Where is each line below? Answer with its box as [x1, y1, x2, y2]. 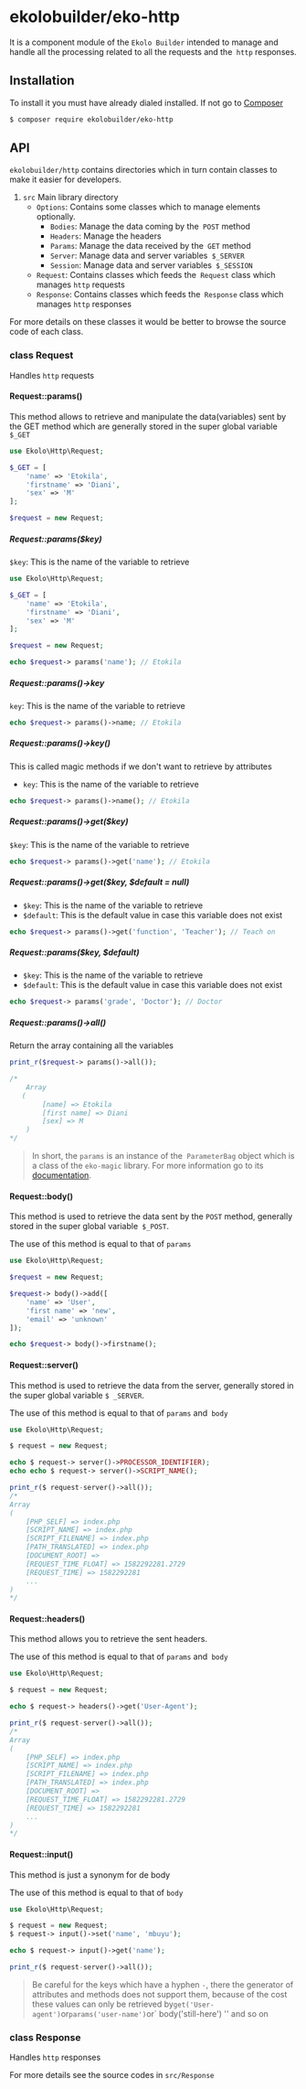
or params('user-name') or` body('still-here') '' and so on [60, 2008, 269, 2019]
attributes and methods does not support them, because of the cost [31, 1988, 288, 1999]
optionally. [36, 211, 76, 222]
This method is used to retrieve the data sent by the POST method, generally [9, 1211, 293, 1222]
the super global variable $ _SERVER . [9, 1389, 144, 1400]
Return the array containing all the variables [9, 1040, 174, 1051]
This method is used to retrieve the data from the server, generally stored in [9, 1379, 294, 1391]
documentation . [31, 1170, 91, 1181]
